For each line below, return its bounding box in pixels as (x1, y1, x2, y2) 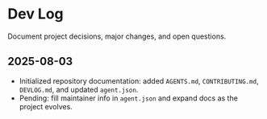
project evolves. (19, 101, 73, 111)
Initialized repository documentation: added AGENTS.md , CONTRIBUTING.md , (19, 76, 259, 85)
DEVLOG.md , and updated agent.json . (19, 84, 139, 94)
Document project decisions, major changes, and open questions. (7, 31, 227, 41)
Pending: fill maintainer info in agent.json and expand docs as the (19, 93, 239, 103)
